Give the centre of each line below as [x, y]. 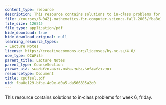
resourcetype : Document [30, 74]
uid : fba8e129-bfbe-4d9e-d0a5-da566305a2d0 [51, 83]
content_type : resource [30, 10]
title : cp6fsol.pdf [25, 78]
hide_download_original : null [36, 37]
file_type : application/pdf [34, 28]
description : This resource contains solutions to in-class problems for [83, 14]
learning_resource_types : [32, 42]
